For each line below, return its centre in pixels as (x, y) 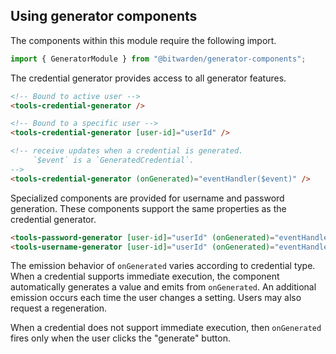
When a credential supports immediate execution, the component (145, 276)
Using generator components (104, 16)
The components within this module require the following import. (143, 40)
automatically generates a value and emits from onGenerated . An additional (163, 287)
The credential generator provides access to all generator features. (148, 78)
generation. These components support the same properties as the (148, 208)
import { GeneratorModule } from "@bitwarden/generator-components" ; (158, 59)
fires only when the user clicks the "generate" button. (120, 338)
